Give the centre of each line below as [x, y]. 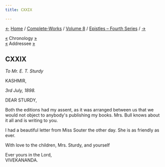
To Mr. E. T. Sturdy [24, 71]
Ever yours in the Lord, [28, 155]
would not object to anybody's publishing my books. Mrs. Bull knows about [82, 115]
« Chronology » [21, 38]
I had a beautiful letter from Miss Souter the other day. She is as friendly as [82, 130]
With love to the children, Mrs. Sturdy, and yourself [57, 145]
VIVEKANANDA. [22, 160]
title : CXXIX [19, 10]
